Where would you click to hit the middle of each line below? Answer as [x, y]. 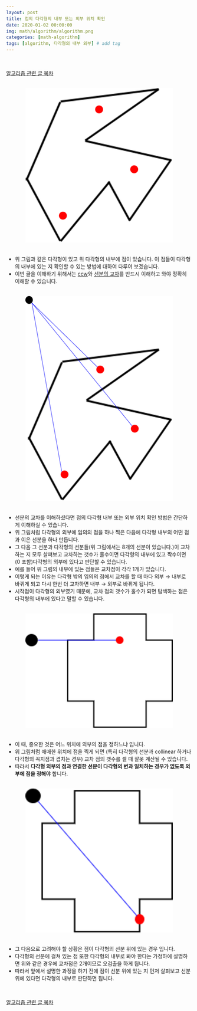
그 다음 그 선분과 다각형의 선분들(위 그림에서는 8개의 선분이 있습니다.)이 [97, 547]
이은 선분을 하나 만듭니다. [50, 539]
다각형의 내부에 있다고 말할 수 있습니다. [60, 598]
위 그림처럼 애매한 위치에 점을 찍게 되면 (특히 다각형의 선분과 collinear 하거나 [103, 751]
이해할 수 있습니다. [36, 281]
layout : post [22, 12]
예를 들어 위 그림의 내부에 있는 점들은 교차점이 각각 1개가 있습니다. [90, 569]
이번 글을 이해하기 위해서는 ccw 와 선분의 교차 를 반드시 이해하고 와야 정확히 [101, 274]
